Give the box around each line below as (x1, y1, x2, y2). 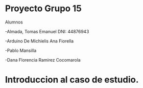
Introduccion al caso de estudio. (5, 74, 139, 86)
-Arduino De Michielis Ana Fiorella (5, 38, 74, 44)
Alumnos (5, 19, 23, 25)
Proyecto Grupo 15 (5, 3, 82, 14)
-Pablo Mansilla (5, 47, 37, 53)
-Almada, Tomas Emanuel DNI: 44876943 (5, 28, 89, 34)
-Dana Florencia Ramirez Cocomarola (5, 57, 81, 63)
